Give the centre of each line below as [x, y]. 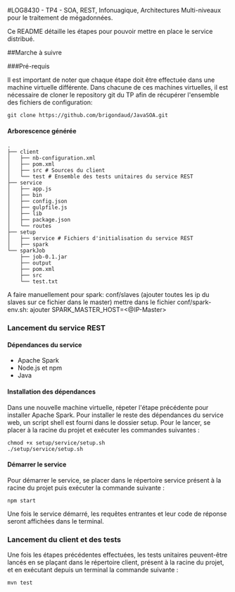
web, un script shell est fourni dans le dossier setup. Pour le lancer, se [109, 422]
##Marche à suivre [34, 53]
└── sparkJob [26, 251]
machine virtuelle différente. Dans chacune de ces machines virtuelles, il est [118, 87]
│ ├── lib [25, 214]
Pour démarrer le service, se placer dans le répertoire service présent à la [114, 480]
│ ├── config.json [38, 201]
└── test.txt [39, 282]
